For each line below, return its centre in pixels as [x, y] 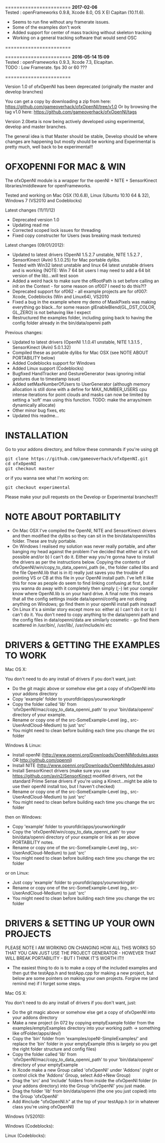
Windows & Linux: [23, 745]
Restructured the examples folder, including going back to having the [82, 317]
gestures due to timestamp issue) [46, 379]
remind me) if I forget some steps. [47, 983]
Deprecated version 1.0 [36, 220]
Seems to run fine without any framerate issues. [61, 22]
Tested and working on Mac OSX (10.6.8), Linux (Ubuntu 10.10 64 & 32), [78, 195]
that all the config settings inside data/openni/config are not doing [79, 599]
